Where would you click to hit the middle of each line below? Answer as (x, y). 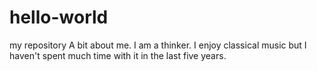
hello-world (59, 17)
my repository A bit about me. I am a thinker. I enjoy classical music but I (158, 45)
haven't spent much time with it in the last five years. (118, 55)
